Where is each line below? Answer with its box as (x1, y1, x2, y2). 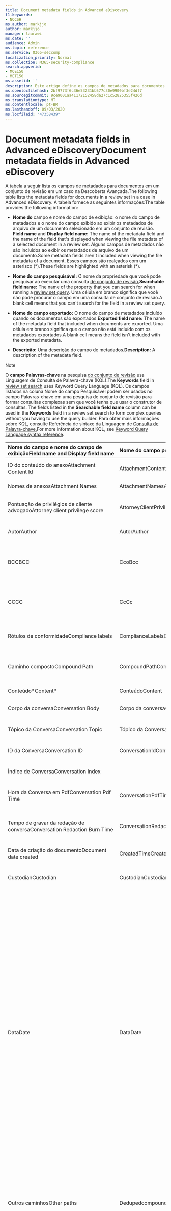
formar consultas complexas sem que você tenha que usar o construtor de (5, 399, 162, 405)
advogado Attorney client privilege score (8, 507, 104, 514)
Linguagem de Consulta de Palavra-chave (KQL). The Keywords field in (5, 377, 154, 383)
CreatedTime (119, 850, 151, 857)
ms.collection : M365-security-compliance (5, 60, 95, 65)
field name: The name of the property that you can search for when (12, 284, 155, 290)
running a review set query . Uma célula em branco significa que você (12, 289, 158, 295)
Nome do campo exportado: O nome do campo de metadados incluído (12, 310, 162, 316)
